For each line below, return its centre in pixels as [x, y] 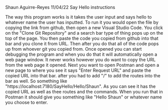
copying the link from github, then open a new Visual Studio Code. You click [84, 28]
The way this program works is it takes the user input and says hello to [79, 17]
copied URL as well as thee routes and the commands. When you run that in [84, 92]
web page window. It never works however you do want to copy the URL [80, 60]
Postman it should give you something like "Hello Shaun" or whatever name [84, 97]
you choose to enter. [27, 102]
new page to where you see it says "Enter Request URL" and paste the [78, 70]
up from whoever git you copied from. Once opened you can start [74, 49]
